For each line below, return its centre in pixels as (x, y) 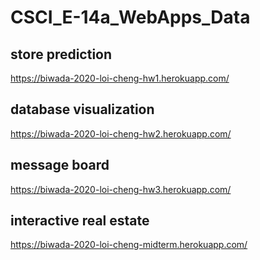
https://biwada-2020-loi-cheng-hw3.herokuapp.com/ (121, 189)
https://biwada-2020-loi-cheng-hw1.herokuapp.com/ (120, 78)
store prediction (61, 54)
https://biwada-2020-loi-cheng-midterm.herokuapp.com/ (129, 245)
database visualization (82, 109)
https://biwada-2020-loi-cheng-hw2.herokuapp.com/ (121, 133)
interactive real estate (80, 221)
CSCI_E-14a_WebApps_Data (130, 17)
